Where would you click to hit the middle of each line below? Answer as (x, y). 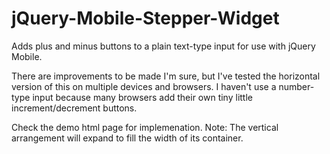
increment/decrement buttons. (74, 108)
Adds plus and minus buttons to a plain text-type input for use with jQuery (163, 46)
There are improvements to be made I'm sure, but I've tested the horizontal (166, 76)
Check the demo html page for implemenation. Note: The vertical (145, 127)
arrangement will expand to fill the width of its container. (127, 138)
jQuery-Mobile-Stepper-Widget (145, 18)
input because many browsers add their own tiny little (142, 97)
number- (296, 86)
